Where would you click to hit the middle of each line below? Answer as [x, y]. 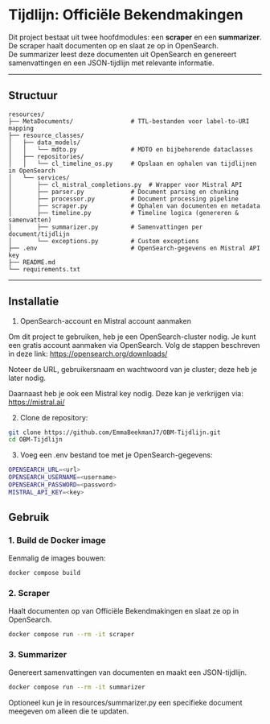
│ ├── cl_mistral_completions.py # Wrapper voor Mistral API [125, 184]
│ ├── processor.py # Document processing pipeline [124, 199]
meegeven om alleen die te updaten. [69, 711]
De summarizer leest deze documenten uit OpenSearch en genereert [123, 54]
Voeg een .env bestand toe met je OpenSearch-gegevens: [116, 455]
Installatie [34, 302]
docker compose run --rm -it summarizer [77, 687]
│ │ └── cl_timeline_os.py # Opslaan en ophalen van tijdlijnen [133, 163]
